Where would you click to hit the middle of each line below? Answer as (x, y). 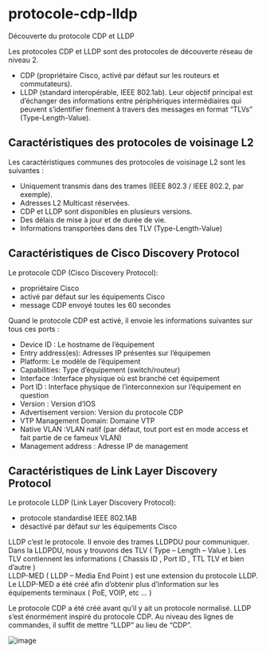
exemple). (36, 194)
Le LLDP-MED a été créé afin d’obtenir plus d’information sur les (113, 584)
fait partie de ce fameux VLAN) (70, 437)
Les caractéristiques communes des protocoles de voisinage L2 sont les (127, 162)
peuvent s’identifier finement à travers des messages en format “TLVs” (136, 109)
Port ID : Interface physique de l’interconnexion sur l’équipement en (130, 387)
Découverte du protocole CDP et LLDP (72, 36)
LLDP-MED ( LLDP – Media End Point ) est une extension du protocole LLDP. (133, 576)
